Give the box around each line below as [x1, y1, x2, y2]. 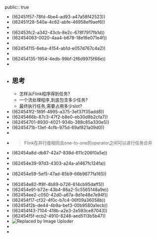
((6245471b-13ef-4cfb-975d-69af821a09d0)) [11, 124, 105, 130]
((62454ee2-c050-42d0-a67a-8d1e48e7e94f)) [11, 191, 108, 197]
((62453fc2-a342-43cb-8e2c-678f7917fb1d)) [11, 30, 105, 35]
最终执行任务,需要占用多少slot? [19, 103, 82, 109]
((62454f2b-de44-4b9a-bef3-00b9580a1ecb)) [11, 202, 108, 208]
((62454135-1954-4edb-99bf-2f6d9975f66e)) [11, 56, 106, 61]
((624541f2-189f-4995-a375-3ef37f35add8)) [11, 108, 104, 114]
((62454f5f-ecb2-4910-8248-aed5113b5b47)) [11, 213, 106, 219]
